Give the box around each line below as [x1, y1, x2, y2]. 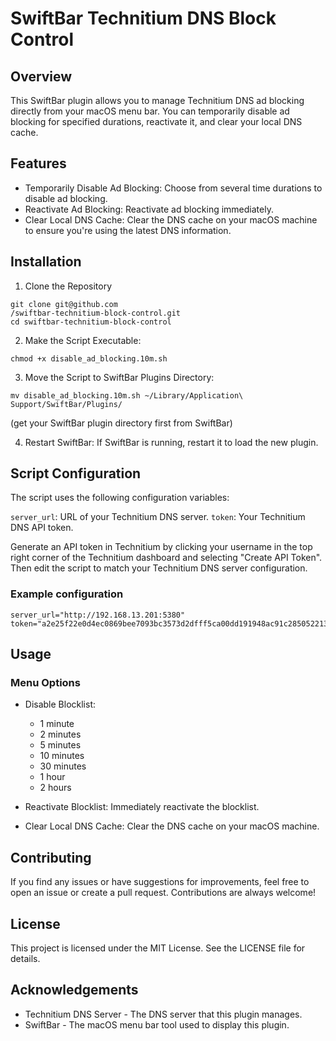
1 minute [39, 718, 75, 730]
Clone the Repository [24, 280, 113, 292]
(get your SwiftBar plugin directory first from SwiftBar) [10, 417, 233, 429]
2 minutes [39, 728, 82, 741]
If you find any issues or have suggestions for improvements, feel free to [10, 876, 310, 888]
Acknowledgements [10, 982, 139, 999]
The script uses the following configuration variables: [10, 492, 230, 504]
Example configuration [10, 587, 124, 601]
